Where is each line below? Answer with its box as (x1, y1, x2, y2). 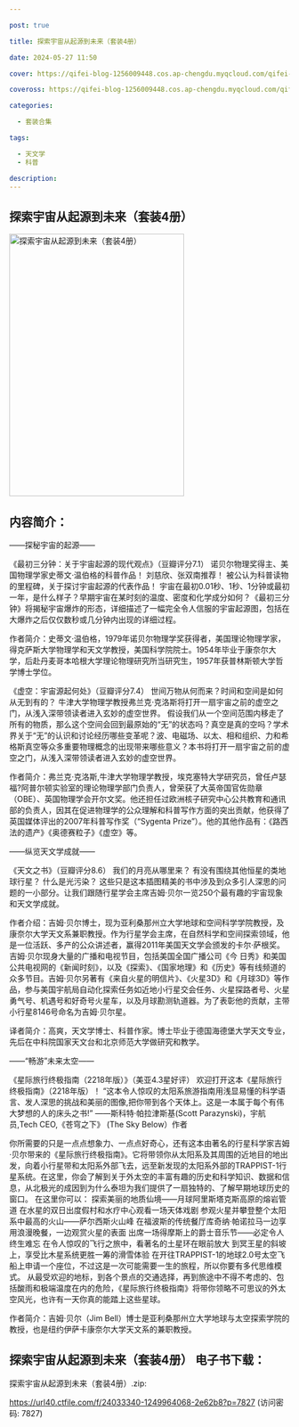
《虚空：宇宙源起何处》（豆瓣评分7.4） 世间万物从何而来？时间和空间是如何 (9, 685, 284, 696)
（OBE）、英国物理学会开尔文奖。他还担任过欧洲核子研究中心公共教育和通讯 (9, 794, 287, 804)
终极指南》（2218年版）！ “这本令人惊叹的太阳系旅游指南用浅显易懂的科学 (9, 1086, 279, 1096)
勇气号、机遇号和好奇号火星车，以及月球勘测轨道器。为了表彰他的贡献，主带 (9, 996, 290, 1005)
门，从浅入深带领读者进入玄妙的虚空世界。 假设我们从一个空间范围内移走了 (9, 708, 285, 718)
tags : (9, 134, 29, 143)
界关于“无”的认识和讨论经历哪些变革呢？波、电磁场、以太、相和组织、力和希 (9, 730, 289, 741)
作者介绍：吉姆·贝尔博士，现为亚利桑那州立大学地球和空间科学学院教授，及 (9, 917, 285, 928)
